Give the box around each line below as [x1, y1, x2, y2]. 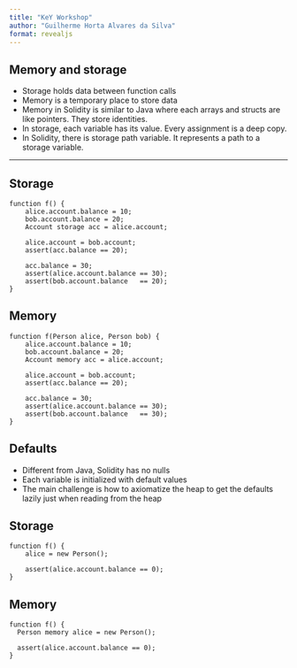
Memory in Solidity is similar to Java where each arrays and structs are [21, 104, 281, 115]
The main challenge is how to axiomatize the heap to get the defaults [21, 483, 274, 494]
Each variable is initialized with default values [21, 474, 187, 485]
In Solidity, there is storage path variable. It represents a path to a [21, 133, 261, 143]
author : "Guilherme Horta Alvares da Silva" [9, 21, 176, 30]
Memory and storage [9, 62, 127, 77]
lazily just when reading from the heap [21, 493, 162, 503]
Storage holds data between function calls [21, 86, 177, 96]
